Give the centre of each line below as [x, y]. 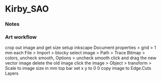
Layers [12, 73]
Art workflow [21, 37]
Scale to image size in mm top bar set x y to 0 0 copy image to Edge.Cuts [78, 68]
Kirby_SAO [27, 9]
